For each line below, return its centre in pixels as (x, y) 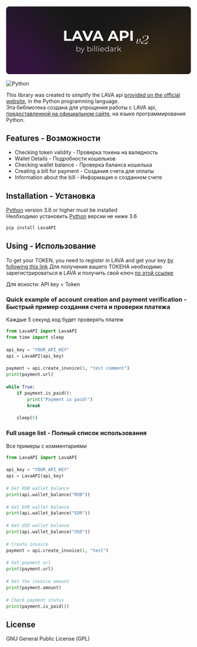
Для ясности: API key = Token (43, 284)
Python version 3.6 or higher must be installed (62, 210)
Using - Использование (51, 246)
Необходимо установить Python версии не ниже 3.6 (72, 216)
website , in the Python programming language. (62, 101)
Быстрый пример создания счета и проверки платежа (88, 306)
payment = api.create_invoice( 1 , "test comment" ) (68, 368)
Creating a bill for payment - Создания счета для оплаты (84, 171)
